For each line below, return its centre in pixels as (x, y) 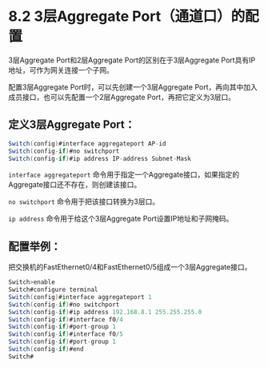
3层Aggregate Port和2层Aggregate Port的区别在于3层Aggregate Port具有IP (132, 60)
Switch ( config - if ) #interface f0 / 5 (66, 334)
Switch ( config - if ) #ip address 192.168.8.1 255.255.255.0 (105, 312)
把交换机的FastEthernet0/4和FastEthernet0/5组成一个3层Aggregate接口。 (130, 267)
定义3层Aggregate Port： (72, 125)
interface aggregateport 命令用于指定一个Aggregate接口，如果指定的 (124, 175)
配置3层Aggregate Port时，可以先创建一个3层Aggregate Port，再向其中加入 (133, 87)
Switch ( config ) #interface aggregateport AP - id (87, 144)
